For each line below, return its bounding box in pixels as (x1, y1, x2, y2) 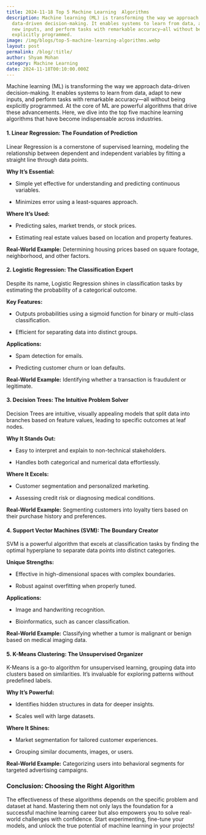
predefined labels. (6, 677, 52, 684)
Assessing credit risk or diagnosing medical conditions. (15, 494, 155, 501)
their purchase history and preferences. (6, 512, 107, 520)
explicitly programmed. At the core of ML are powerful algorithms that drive (6, 102, 197, 110)
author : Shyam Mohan (6, 55, 59, 61)
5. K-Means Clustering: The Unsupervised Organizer (6, 650, 143, 657)
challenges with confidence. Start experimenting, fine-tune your (21, 815, 184, 823)
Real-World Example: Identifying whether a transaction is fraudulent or (6, 376, 186, 383)
